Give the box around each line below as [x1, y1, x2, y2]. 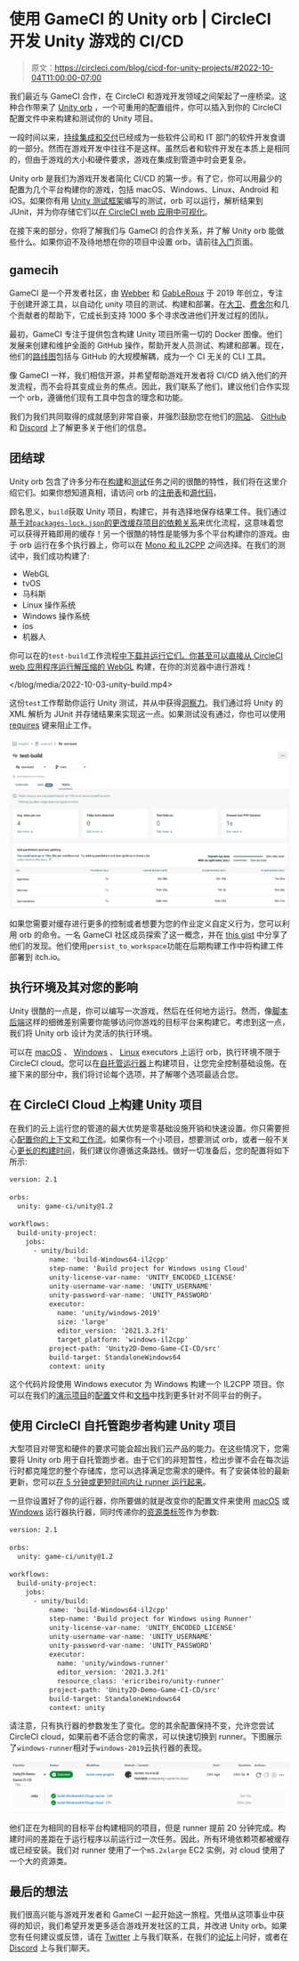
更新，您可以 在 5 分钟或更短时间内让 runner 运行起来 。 [9, 1477, 211, 1488]
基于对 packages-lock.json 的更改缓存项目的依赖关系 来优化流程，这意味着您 [9, 517, 284, 528]
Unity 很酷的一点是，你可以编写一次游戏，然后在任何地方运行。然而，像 [9, 1005, 273, 1016]
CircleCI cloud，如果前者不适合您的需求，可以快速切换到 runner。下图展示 [9, 1731, 283, 1742]
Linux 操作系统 [21, 599, 77, 610]
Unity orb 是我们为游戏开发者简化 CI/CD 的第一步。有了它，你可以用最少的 [9, 173, 283, 183]
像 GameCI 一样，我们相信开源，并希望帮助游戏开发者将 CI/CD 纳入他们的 [9, 369, 280, 380]
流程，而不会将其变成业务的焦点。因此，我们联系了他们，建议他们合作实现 [16, 381, 290, 391]
